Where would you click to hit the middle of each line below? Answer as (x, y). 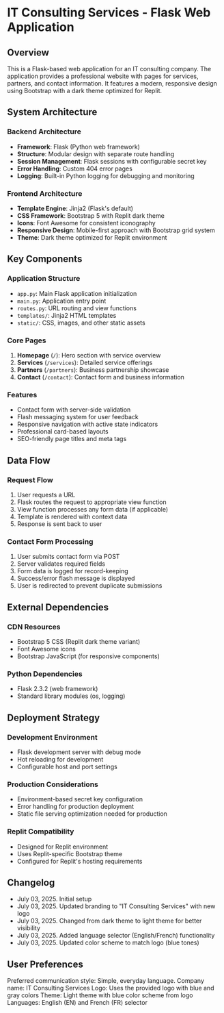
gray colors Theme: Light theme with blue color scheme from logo (100, 995)
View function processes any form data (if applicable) (93, 509)
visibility (29, 928)
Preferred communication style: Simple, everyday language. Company (106, 981)
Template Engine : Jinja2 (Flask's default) (75, 208)
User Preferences (45, 964)
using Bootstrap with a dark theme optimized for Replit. (85, 91)
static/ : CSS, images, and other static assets (81, 323)
